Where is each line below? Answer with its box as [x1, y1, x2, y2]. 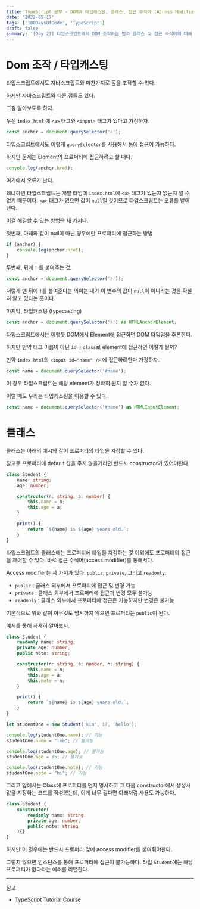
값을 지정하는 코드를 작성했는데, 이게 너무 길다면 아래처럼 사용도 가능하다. [6, 789, 176, 796]
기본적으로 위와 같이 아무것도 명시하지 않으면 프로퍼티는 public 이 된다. [6, 609, 170, 617]
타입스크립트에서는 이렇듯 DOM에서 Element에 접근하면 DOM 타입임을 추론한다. [6, 331, 192, 338]
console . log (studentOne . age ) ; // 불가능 [6, 748, 104, 754]
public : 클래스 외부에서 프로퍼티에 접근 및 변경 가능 [14, 581, 136, 589]
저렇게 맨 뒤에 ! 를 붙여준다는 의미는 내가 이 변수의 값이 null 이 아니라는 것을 [6, 287, 182, 295]
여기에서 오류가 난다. [6, 176, 54, 183]
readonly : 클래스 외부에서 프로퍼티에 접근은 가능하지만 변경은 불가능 [14, 596, 174, 603]
